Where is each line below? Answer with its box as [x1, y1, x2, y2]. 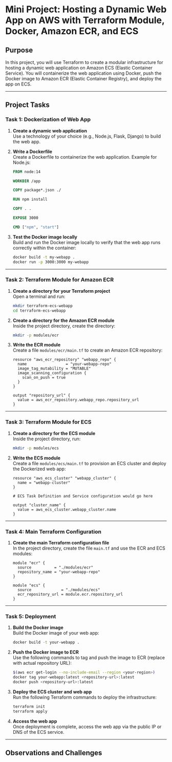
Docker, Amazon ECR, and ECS [5, 26, 139, 37]
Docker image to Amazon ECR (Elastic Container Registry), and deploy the [5, 76, 162, 81]
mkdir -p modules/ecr [12, 333, 59, 338]
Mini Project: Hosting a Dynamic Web [5, 4, 167, 15]
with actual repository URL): [12, 660, 72, 666]
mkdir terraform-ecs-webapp [12, 303, 73, 308]
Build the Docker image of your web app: [12, 630, 99, 636]
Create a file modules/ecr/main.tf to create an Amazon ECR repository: [12, 347, 163, 354]
